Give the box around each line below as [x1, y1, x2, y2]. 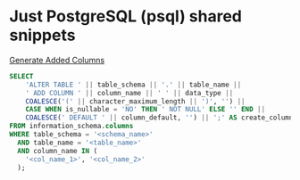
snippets [9, 25, 76, 45]
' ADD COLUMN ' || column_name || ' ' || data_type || [25, 88, 234, 97]
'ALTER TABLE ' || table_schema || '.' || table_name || [25, 80, 242, 89]
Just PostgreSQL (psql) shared [9, 6, 243, 27]
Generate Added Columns [9, 54, 105, 65]
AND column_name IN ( [17, 146, 98, 155]
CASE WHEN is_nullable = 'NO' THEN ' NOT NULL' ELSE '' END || [25, 105, 266, 114]
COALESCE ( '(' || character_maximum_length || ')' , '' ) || [25, 96, 246, 106]
